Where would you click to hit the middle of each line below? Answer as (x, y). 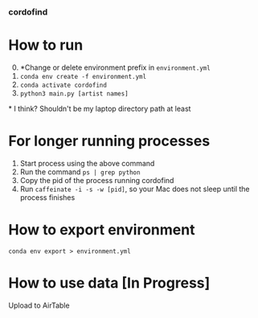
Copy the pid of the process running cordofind (97, 180)
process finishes (47, 197)
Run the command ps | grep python (80, 172)
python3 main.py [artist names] (74, 94)
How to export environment (102, 229)
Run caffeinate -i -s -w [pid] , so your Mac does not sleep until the (135, 189)
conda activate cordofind (63, 85)
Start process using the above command (87, 163)
